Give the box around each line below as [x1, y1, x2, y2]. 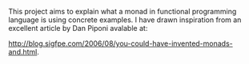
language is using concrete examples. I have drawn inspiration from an [8, 15, 242, 24]
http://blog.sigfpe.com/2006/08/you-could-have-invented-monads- [8, 39, 234, 48]
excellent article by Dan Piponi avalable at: [8, 24, 148, 32]
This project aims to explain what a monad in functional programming [8, 7, 237, 16]
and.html [8, 47, 38, 56]
